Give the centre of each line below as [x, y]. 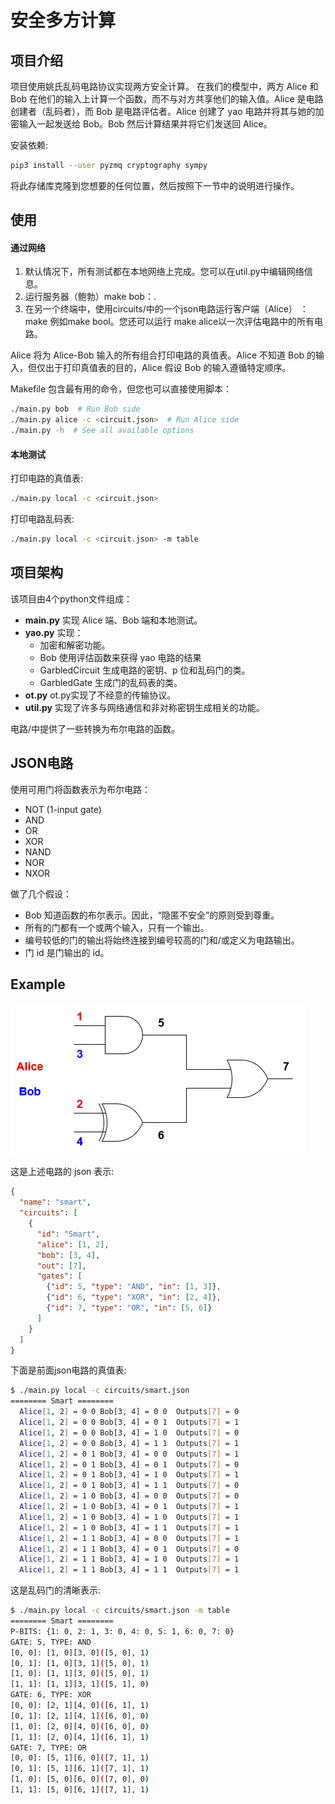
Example [38, 984]
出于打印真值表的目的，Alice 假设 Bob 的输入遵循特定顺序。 [168, 368]
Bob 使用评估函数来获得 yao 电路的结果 [120, 657]
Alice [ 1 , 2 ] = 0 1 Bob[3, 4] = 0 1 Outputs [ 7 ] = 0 [129, 1464]
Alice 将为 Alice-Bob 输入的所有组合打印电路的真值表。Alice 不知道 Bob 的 [163, 355]
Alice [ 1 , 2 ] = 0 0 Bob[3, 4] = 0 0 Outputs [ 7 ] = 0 [129, 1412]
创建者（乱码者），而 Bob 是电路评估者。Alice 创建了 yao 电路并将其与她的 [163, 111]
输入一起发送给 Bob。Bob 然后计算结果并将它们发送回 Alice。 [145, 124]
